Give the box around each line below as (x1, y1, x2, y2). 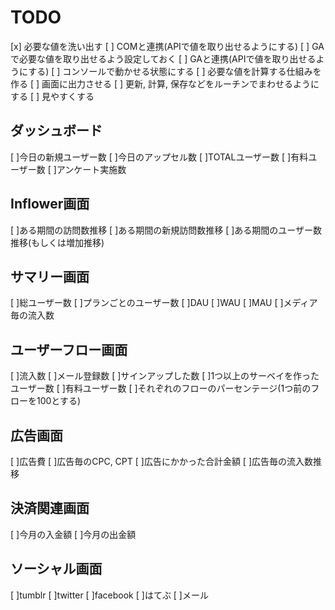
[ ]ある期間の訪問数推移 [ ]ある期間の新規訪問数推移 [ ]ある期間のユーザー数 (10, 224, 323, 236)
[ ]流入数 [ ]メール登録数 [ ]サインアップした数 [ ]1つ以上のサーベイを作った (10, 370, 320, 382)
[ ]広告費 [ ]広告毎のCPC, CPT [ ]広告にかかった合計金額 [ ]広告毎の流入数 (10, 456, 313, 467)
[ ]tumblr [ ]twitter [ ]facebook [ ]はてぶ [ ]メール (10, 589, 209, 601)
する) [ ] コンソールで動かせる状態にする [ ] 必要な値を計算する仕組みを (28, 65, 322, 77)
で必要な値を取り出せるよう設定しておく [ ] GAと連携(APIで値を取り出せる (10, 52, 317, 65)
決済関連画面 (10, 500, 90, 517)
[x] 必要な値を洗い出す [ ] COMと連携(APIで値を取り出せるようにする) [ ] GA (10, 40, 325, 52)
